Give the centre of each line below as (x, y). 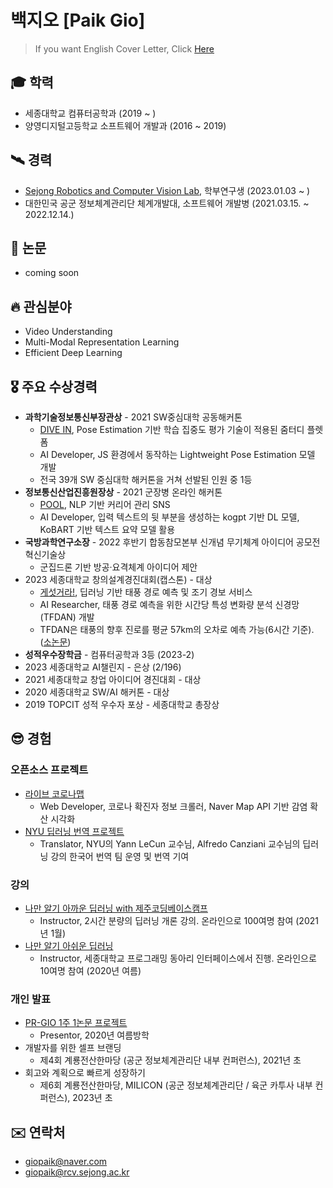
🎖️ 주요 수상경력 (54, 386)
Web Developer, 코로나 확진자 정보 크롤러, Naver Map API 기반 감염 (173, 806)
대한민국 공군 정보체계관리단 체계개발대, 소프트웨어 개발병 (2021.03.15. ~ (167, 203)
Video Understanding (68, 332)
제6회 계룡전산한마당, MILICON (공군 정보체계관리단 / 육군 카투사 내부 (176, 1085)
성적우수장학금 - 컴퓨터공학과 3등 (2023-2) (109, 654)
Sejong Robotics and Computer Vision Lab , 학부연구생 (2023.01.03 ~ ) (167, 190)
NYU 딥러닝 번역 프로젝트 (74, 831)
